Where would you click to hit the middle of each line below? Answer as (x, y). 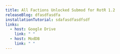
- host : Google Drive (33, 29)
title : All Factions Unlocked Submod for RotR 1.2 (60, 10)
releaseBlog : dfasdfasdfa (33, 15)
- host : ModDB (25, 39)
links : (12, 24)
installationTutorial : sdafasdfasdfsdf (48, 20)
